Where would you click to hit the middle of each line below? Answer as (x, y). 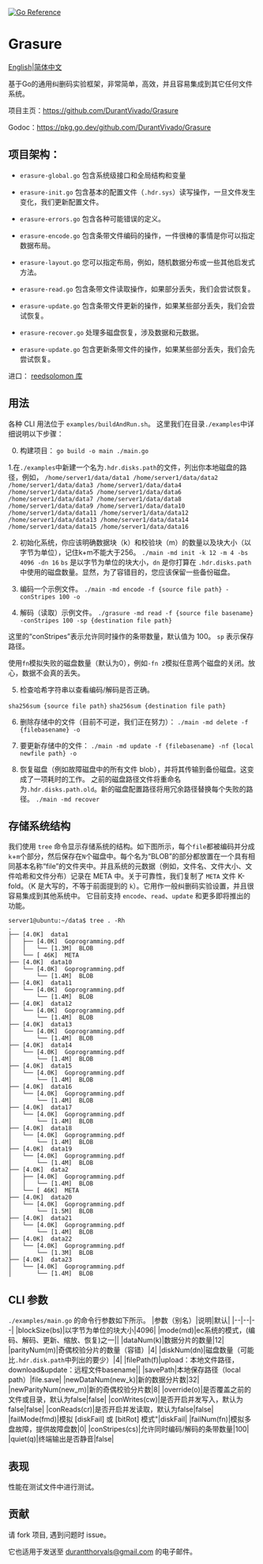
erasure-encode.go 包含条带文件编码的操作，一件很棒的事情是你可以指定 (137, 235)
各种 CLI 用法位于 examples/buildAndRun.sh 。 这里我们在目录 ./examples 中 (128, 424)
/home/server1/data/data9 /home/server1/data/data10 (97, 506)
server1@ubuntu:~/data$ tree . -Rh (67, 921)
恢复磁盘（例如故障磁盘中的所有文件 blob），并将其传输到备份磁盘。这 (133, 769)
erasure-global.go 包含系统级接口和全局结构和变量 (103, 175)
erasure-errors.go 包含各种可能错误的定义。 (92, 218)
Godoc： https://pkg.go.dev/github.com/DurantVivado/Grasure (110, 127)
